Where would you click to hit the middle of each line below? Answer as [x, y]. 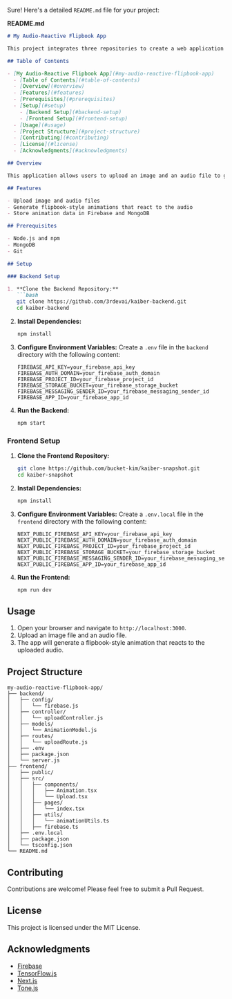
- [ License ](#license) [46, 145]
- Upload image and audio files [54, 201]
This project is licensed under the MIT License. [74, 927]
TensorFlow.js [37, 973]
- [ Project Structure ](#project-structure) [77, 131]
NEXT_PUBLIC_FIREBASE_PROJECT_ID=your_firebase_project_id [104, 546]
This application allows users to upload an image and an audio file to [114, 176]
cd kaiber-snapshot [45, 475]
